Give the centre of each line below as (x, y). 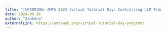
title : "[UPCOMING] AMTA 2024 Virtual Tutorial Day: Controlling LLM (78, 9)
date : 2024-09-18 (23, 14)
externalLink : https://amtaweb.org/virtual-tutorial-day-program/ (75, 23)
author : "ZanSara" (24, 18)
